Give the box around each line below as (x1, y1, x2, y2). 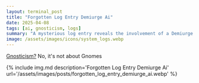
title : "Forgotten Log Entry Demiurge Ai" (6, 14, 113, 20)
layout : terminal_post (6, 8, 63, 15)
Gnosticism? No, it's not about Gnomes (6, 53, 102, 59)
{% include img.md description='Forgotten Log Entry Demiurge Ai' (6, 64, 169, 71)
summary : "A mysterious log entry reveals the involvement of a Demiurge (6, 31, 194, 37)
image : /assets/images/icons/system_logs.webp (6, 36, 124, 42)
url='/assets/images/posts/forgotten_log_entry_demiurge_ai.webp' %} (6, 71, 178, 77)
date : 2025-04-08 (6, 20, 49, 25)
